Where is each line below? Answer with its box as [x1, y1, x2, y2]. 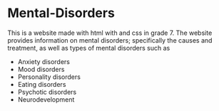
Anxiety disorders [17, 57, 70, 65]
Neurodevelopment [17, 95, 75, 104]
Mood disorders [17, 65, 65, 73]
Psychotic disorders [17, 88, 77, 96]
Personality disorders [17, 73, 81, 81]
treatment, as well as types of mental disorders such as [7, 43, 170, 52]
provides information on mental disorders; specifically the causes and [7, 36, 213, 44]
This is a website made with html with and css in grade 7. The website [7, 28, 213, 37]
